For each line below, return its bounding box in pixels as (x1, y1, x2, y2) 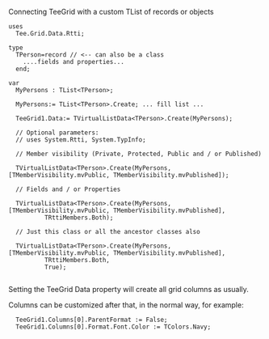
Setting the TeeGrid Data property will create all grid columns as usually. (8, 285, 249, 294)
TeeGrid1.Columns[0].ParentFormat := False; (15, 316, 168, 324)
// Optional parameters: (15, 129, 99, 137)
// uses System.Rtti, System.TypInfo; (15, 136, 147, 144)
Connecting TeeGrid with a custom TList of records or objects (8, 7, 214, 16)
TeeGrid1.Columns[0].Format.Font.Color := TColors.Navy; (15, 323, 212, 331)
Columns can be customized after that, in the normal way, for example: (8, 300, 244, 310)
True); (44, 263, 67, 271)
